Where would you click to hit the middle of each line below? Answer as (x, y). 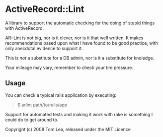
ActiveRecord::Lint (45, 9)
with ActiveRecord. (25, 28)
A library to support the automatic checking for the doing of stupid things (80, 23)
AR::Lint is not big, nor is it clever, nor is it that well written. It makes (74, 38)
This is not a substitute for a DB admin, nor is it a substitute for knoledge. (80, 58)
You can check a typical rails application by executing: (61, 95)
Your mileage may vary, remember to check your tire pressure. (69, 68)
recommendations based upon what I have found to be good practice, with (81, 43)
